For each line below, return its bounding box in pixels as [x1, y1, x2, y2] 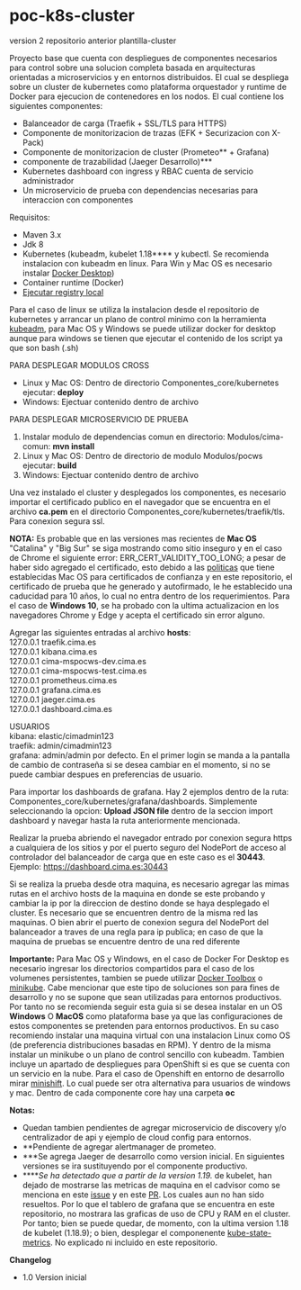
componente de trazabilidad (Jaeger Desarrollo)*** [22, 156, 213, 167]
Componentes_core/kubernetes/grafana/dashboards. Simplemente [9, 796, 258, 807]
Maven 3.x [22, 229, 62, 239]
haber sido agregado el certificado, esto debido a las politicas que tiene [9, 562, 276, 573]
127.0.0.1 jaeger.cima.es [9, 694, 96, 705]
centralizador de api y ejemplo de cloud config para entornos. [22, 1132, 252, 1142]
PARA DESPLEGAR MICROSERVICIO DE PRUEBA [9, 413, 189, 424]
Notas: [9, 1105, 36, 1115]
